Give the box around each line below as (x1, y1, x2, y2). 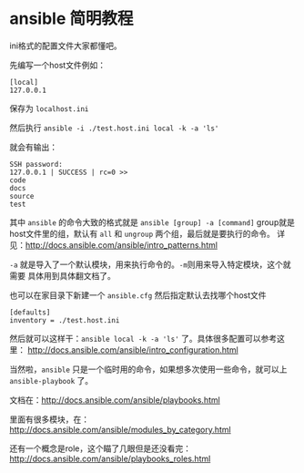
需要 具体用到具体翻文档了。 (9, 270, 116, 281)
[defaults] (9, 307, 51, 317)
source (9, 191, 35, 201)
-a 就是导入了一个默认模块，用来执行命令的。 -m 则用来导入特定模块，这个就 (9, 259, 291, 270)
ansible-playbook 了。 (9, 375, 94, 386)
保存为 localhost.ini (9, 102, 89, 114)
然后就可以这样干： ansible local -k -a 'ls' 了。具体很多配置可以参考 (9, 333, 278, 344)
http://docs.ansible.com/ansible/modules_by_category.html (9, 424, 231, 435)
